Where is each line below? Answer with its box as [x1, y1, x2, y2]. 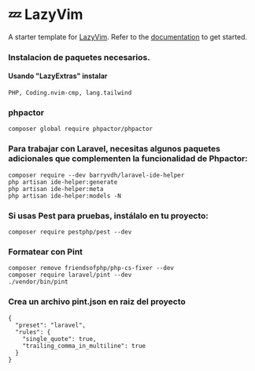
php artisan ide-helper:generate [8, 178, 118, 186]
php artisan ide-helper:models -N [8, 192, 122, 200]
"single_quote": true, [22, 335, 97, 343]
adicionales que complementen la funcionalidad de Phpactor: [8, 153, 248, 164]
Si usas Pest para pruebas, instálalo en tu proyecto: [8, 210, 209, 221]
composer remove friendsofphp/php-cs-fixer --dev [8, 264, 175, 272]
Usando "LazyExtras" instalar [8, 71, 108, 81]
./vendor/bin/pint [8, 278, 68, 286]
